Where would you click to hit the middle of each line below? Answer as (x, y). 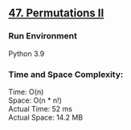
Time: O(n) (26, 91)
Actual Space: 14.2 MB (45, 117)
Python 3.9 (27, 53)
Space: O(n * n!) (35, 100)
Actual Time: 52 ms (40, 108)
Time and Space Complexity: (66, 74)
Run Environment (43, 36)
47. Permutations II (56, 13)
